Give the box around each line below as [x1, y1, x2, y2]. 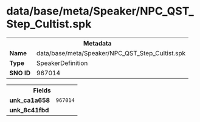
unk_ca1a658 [9, 96, 50, 104]
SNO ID [9, 69, 31, 77]
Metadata [83, 39, 112, 47]
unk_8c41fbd [9, 106, 49, 114]
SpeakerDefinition [36, 59, 88, 67]
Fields [33, 86, 52, 95]
